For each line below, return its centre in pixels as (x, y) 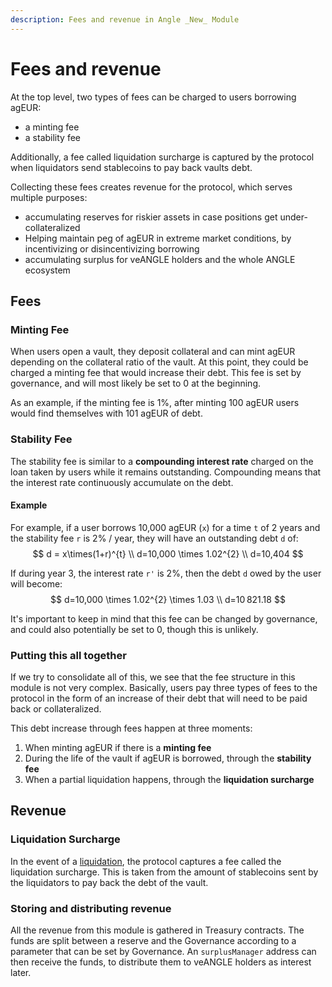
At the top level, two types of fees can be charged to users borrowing (153, 97)
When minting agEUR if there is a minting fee (118, 748)
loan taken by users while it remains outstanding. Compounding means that (166, 472)
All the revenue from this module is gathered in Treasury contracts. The (157, 930)
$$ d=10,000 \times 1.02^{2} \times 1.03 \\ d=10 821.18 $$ (168, 599)
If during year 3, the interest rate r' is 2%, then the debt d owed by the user (166, 573)
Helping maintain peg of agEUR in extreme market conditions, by (158, 238)
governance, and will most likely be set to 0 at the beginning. (135, 383)
